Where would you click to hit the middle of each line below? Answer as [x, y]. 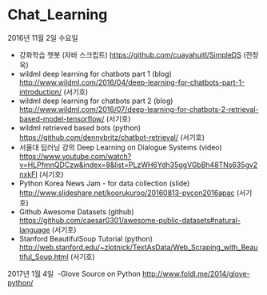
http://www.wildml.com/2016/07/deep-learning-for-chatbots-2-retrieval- [139, 109]
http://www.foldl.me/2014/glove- [197, 273]
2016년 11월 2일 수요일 [43, 38]
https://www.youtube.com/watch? [75, 156]
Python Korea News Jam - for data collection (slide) [104, 183]
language [34, 229]
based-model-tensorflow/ [62, 118]
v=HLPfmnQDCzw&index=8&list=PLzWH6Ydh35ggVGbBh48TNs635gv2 [138, 165]
